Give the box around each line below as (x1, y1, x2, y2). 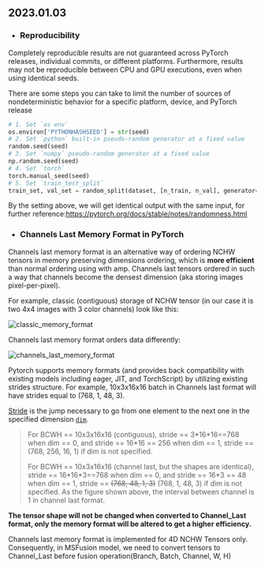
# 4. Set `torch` (8, 164, 65, 172)
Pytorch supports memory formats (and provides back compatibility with (8, 365, 244, 374)
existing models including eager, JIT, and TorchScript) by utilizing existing (8, 374, 248, 383)
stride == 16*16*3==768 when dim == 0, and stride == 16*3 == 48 (27, 470, 247, 480)
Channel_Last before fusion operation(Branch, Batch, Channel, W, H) (8, 551, 231, 560)
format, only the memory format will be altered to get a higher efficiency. (8, 519, 252, 529)
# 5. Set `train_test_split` (8, 179, 104, 187)
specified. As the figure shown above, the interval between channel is (27, 487, 255, 496)
